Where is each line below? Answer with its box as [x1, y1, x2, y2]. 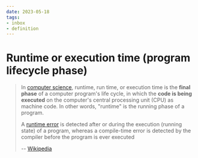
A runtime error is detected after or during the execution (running [20, 121, 182, 128]
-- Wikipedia [20, 145, 52, 153]
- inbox [6, 20, 26, 26]
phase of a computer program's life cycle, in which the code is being [20, 90, 192, 98]
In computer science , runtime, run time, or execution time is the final [20, 84, 191, 91]
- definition [6, 25, 39, 32]
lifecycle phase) [6, 64, 88, 78]
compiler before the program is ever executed [20, 133, 135, 141]
